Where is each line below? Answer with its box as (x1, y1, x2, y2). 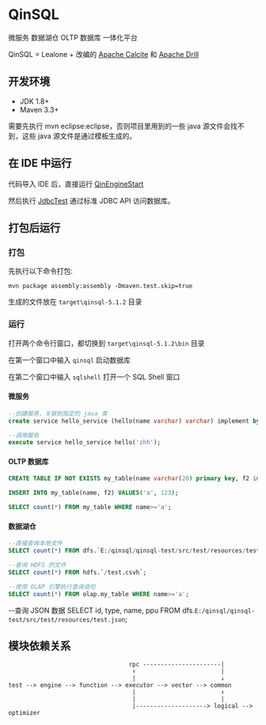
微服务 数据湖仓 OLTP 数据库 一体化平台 (8, 32, 139, 42)
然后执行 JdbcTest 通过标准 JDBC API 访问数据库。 (8, 195, 175, 205)
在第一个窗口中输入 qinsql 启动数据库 (8, 355, 131, 365)
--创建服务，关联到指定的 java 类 (8, 409, 108, 417)
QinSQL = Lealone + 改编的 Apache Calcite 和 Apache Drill (8, 49, 199, 59)
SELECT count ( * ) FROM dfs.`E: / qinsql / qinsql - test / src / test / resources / (8, 547, 246, 555)
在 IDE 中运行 (8, 157, 72, 170)
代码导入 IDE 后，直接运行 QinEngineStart (8, 179, 144, 188)
